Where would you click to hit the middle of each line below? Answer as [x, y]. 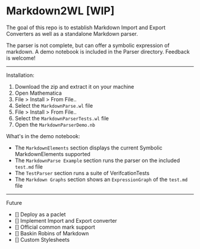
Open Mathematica [38, 93]
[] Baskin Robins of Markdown [52, 233]
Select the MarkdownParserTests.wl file [62, 118]
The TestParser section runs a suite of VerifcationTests [82, 173]
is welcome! [21, 58]
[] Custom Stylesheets [42, 239]
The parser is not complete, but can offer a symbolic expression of [88, 45]
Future [14, 203]
